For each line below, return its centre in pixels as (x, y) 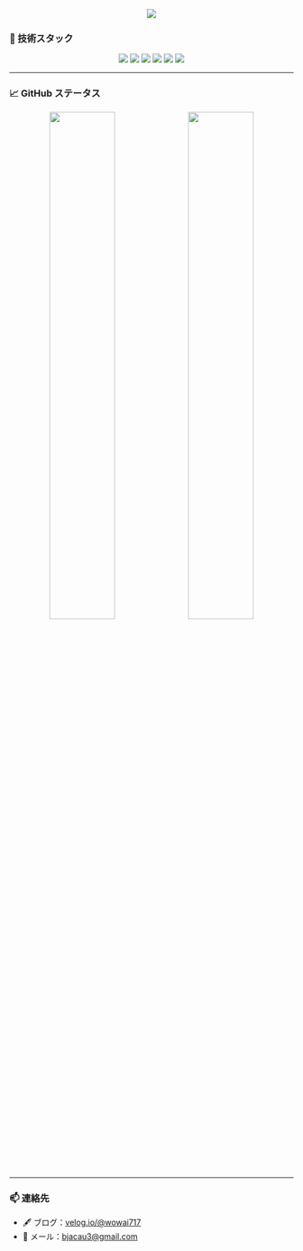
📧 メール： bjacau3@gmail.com (80, 1236)
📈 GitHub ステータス (55, 93)
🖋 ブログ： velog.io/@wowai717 (82, 1222)
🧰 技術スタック (41, 38)
